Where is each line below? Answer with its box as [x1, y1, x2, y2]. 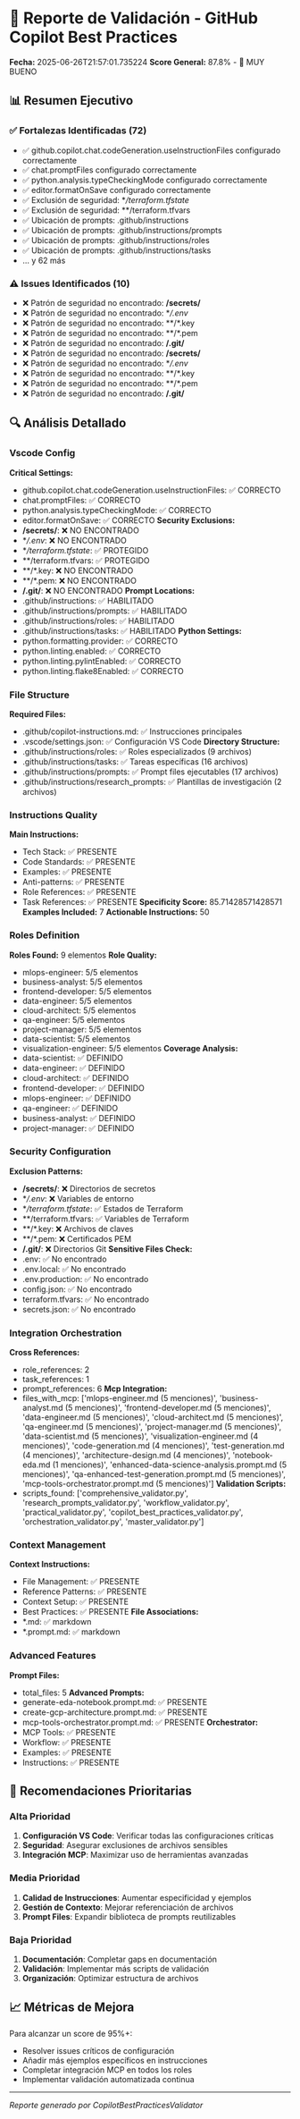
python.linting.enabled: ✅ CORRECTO [21, 646, 162, 656]
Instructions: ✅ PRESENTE [21, 1757, 120, 1768]
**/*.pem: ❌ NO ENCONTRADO [21, 575, 137, 586]
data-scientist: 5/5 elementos [21, 1033, 131, 1044]
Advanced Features [9, 1650, 96, 1662]
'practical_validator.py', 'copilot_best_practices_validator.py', [21, 1507, 244, 1518]
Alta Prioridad [9, 1811, 71, 1822]
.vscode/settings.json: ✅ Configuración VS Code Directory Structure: [21, 736, 280, 747]
